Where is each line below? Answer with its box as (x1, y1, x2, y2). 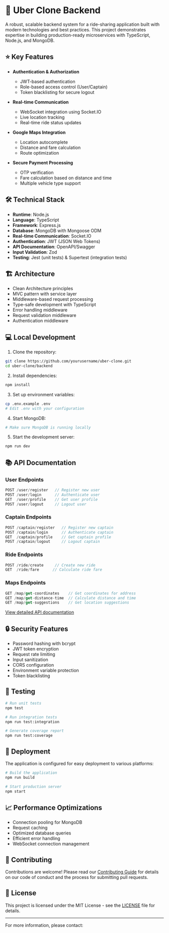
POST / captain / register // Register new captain (5, 525, 114, 530)
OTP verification (20, 169, 54, 175)
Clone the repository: (12, 349, 57, 355)
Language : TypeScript (12, 217, 59, 223)
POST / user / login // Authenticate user (5, 492, 100, 497)
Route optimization (20, 150, 59, 156)
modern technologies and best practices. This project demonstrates (5, 26, 146, 32)
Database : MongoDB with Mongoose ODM (12, 227, 102, 234)
